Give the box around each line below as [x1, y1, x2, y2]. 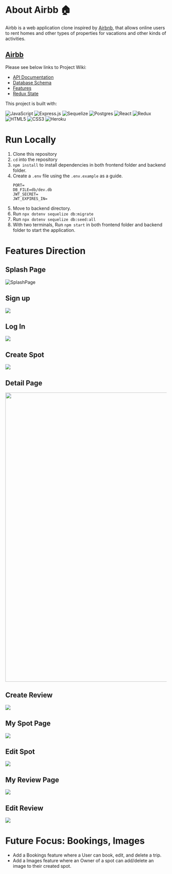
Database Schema [12, 79, 52, 85]
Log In [5, 322, 26, 331]
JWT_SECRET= [12, 191, 38, 197]
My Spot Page [5, 719, 51, 728]
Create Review [5, 691, 53, 700]
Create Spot [5, 350, 45, 359]
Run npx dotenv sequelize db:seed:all [12, 216, 96, 222]
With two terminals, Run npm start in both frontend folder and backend [12, 222, 163, 228]
